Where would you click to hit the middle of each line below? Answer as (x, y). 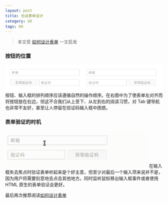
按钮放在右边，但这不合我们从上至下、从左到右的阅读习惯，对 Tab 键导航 (84, 101)
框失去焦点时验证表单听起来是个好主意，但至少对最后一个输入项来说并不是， (84, 172)
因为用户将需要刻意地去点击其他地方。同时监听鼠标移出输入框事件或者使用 (82, 178)
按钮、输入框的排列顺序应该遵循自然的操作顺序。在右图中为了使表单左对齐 (82, 95)
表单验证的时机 (23, 122)
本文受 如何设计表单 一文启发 (47, 42)
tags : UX (14, 26)
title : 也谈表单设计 (24, 16)
